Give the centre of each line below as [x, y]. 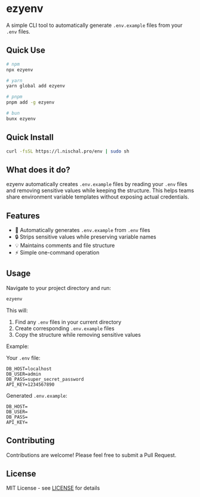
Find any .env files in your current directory [68, 322]
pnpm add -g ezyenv [30, 103]
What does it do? [38, 170]
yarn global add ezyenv [36, 86]
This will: [17, 310]
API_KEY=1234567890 [30, 385]
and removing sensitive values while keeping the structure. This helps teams [100, 191]
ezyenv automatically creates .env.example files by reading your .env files [97, 184]
